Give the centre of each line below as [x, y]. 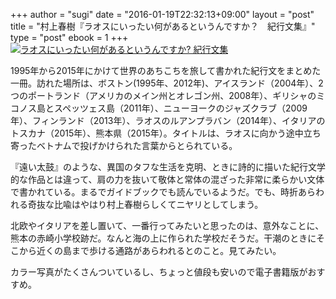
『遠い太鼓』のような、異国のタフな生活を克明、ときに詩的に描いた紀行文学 [168, 167]
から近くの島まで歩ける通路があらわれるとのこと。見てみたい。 [150, 250]
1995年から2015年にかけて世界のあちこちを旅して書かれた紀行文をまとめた [166, 70]
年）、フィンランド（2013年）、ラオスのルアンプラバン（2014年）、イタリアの [168, 120]
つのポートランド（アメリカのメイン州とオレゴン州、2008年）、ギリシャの [163, 95]
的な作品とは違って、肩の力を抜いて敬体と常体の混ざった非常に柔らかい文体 [167, 179]
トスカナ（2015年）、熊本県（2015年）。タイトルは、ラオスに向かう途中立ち [166, 133]
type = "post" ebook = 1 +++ [69, 37]
